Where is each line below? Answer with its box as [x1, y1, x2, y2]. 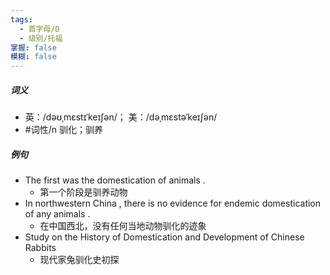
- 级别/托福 [19, 33, 63, 43]
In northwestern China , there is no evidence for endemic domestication [24, 197, 322, 210]
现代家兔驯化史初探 [39, 254, 120, 266]
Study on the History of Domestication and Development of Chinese [24, 231, 305, 243]
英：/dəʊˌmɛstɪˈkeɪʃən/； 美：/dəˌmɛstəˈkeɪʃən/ [24, 111, 218, 123]
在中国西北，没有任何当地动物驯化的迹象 [39, 220, 207, 232]
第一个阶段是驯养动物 [39, 186, 128, 198]
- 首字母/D [19, 24, 60, 34]
